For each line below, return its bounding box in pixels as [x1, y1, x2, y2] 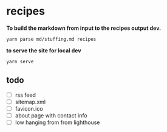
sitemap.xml [15, 98, 46, 105]
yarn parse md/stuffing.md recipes [6, 36, 97, 42]
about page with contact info [15, 111, 87, 119]
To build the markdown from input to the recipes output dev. [6, 24, 162, 32]
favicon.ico [15, 105, 44, 112]
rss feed [15, 91, 36, 99]
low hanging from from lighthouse [15, 119, 100, 126]
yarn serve [6, 58, 34, 64]
